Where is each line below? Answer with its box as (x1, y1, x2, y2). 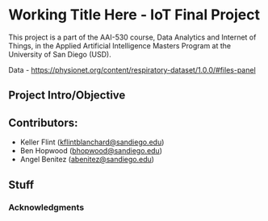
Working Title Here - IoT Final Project (8, 6, 261, 24)
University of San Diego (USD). (8, 49, 111, 59)
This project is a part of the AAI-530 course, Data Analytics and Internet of (8, 32, 257, 42)
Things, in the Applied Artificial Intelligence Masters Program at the (8, 40, 232, 50)
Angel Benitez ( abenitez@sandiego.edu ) (19, 155, 155, 165)
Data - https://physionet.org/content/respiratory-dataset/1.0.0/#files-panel (8, 65, 256, 74)
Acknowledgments (8, 202, 85, 213)
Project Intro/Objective (8, 89, 126, 102)
